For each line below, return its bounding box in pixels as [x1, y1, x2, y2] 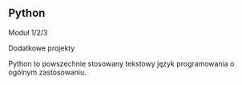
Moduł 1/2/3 [8, 27, 48, 37]
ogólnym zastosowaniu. [8, 67, 87, 77]
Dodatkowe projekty [8, 43, 75, 53]
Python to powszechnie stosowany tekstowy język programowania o [8, 59, 235, 68]
